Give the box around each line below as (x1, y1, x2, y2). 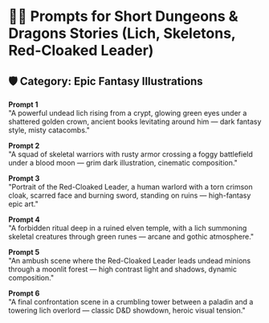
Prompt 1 (8, 100, 39, 109)
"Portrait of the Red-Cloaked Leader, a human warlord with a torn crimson (8, 182, 253, 191)
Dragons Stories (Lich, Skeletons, (8, 24, 236, 43)
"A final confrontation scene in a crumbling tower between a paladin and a (8, 297, 254, 306)
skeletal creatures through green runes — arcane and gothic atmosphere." (8, 232, 255, 241)
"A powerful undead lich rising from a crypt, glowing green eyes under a (8, 108, 247, 117)
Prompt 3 (8, 174, 40, 183)
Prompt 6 (8, 288, 40, 298)
